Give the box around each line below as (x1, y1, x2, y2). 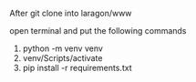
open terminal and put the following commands (9, 26, 187, 36)
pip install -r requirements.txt (22, 63, 132, 73)
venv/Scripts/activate (22, 53, 103, 63)
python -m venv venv (22, 43, 103, 54)
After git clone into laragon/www (9, 8, 132, 18)
